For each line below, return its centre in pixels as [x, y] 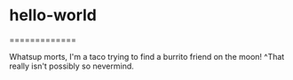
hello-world [53, 15]
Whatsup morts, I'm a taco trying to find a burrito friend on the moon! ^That [147, 56]
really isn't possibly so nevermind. [72, 66]
